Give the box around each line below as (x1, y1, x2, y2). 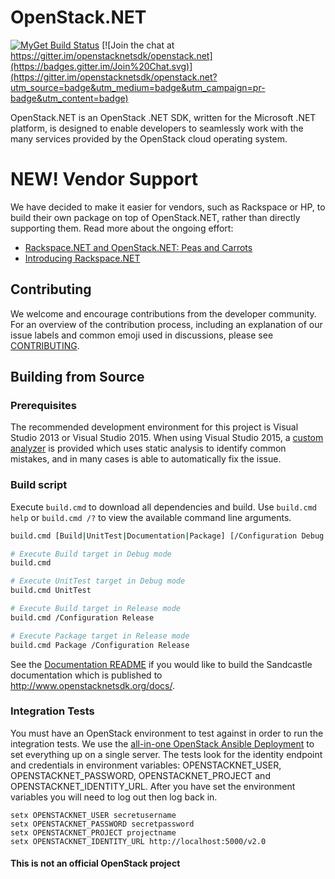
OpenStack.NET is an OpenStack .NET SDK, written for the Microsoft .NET (10, 111, 317, 123)
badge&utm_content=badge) (10, 92, 129, 104)
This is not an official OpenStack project (10, 857, 181, 870)
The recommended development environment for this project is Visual (10, 421, 299, 433)
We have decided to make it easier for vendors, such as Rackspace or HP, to (10, 201, 326, 213)
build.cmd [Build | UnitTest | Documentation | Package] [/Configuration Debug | (10, 531, 329, 541)
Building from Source (10, 369, 145, 386)
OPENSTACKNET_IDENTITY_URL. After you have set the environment (10, 780, 296, 792)
